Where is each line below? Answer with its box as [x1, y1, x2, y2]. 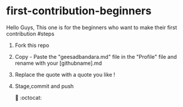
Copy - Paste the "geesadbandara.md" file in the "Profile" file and [14, 53, 178, 60]
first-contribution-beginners [6, 4, 152, 18]
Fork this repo [14, 42, 50, 49]
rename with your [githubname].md [14, 59, 102, 67]
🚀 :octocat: [14, 94, 42, 101]
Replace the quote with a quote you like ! [14, 71, 115, 78]
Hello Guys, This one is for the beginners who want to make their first [6, 24, 178, 31]
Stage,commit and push [14, 82, 74, 90]
